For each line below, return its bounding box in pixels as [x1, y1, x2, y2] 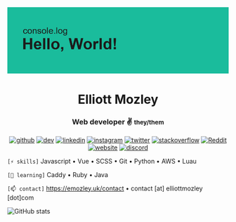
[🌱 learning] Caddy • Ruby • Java [7, 170, 109, 178]
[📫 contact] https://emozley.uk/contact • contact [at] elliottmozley [7, 184, 203, 192]
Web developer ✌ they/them [72, 117, 164, 127]
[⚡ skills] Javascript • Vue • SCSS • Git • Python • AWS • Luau [7, 157, 197, 165]
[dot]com [7, 193, 34, 202]
